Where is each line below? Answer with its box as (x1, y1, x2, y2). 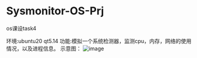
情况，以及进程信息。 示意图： (6, 45, 82, 52)
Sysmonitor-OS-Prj (6, 4, 104, 18)
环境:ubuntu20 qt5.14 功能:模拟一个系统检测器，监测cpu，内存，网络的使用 (6, 37, 192, 44)
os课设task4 (6, 25, 37, 32)
